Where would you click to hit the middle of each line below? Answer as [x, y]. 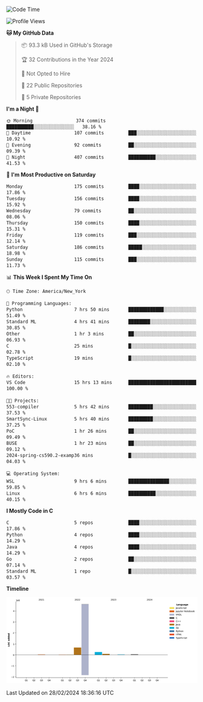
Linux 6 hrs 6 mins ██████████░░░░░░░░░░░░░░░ [101, 494]
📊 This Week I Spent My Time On [49, 277]
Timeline [18, 589]
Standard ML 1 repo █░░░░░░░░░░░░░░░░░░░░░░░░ [101, 571]
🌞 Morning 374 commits [56, 121]
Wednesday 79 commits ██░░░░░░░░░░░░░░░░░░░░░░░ [101, 211]
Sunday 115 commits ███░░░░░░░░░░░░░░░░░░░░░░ [101, 260]
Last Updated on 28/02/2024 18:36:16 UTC [60, 692]
